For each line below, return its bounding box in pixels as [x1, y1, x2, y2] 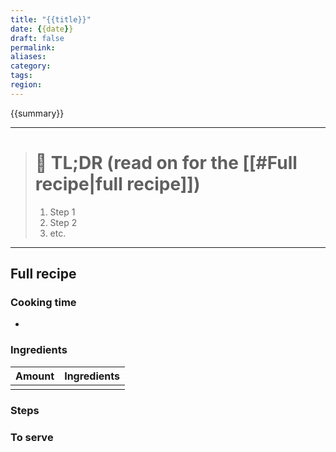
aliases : [10, 52, 47, 62]
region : [10, 80, 43, 90]
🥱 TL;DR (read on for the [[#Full [34, 151, 298, 174]
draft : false [10, 33, 65, 43]
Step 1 [49, 206, 76, 218]
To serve [10, 430, 54, 444]
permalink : [10, 42, 56, 53]
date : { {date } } [10, 24, 74, 34]
